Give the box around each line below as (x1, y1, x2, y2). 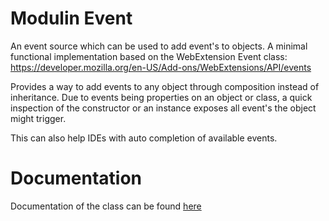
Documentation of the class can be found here (10, 200, 202, 212)
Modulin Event (10, 7, 133, 30)
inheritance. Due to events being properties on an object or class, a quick (10, 91, 313, 103)
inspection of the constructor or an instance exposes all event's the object (10, 102, 317, 114)
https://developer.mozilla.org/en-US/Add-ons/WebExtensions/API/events (10, 61, 312, 73)
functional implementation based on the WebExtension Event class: (10, 50, 288, 62)
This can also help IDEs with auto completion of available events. (10, 132, 278, 144)
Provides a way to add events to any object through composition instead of (10, 80, 320, 92)
